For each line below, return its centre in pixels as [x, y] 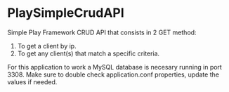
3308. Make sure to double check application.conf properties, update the [113, 74]
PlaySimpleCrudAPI [66, 13]
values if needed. [32, 81]
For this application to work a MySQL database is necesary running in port [115, 67]
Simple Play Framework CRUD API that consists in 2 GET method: [102, 32]
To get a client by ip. [47, 46]
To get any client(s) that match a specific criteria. [89, 53]
